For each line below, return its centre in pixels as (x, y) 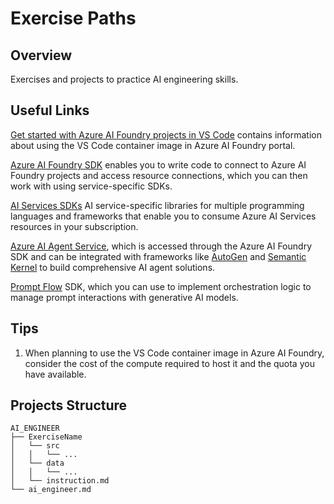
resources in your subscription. (74, 226)
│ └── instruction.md (60, 481)
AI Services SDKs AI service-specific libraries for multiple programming (157, 205)
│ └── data (37, 463)
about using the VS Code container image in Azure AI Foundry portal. (153, 145)
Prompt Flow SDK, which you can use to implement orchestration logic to (161, 286)
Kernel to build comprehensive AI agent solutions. (113, 267)
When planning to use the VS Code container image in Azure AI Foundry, (174, 353)
